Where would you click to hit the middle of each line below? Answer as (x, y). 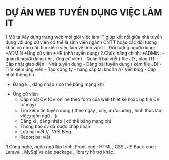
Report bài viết (35, 137)
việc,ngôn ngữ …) (38, 116)
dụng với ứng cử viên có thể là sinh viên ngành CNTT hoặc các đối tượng (81, 42)
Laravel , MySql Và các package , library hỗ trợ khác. (60, 152)
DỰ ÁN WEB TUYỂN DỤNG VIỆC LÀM (84, 12)
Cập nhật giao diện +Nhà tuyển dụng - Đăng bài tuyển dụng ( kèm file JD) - (84, 64)
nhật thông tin (20, 74)
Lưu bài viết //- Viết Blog (45, 131)
